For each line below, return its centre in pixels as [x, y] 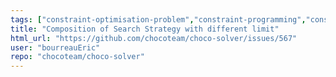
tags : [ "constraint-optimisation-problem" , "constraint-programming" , [158, 19]
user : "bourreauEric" [55, 47]
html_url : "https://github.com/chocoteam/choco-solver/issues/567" [154, 38]
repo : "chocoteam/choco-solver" [77, 57]
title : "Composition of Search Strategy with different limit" [145, 29]
